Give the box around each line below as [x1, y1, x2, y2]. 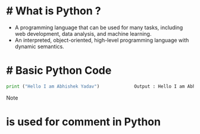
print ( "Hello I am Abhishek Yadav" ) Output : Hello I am [6, 83, 185, 89]
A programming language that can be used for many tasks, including [14, 24, 183, 31]
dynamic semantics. [14, 43, 64, 50]
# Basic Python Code [6, 64, 112, 77]
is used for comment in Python [6, 115, 161, 129]
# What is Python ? [6, 4, 101, 18]
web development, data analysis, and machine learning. [14, 30, 152, 37]
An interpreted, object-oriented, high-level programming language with [14, 36, 189, 43]
